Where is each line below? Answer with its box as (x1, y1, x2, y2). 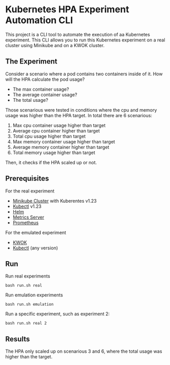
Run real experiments (5, 273, 50, 280)
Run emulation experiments (5, 292, 63, 298)
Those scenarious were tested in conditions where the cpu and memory (5, 106, 157, 113)
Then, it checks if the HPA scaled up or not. (5, 159, 97, 165)
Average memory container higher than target (12, 144, 110, 150)
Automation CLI (5, 14, 73, 26)
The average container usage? (12, 91, 78, 98)
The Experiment (5, 57, 58, 66)
